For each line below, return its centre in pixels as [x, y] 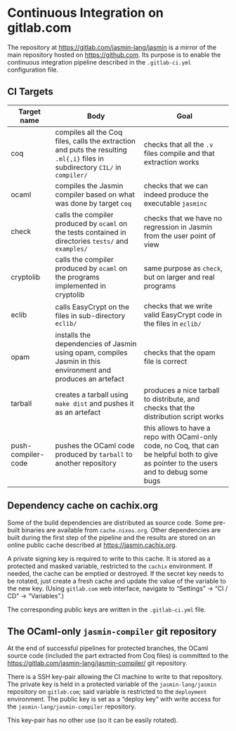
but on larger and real [179, 277]
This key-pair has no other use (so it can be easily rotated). [93, 720]
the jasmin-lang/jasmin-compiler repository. [72, 706]
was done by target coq [93, 203]
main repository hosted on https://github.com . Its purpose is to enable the [114, 55]
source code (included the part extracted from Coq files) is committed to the [118, 656]
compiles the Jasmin [89, 185]
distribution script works [184, 416]
